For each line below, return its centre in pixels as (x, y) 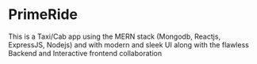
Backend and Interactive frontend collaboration (85, 53)
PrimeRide (43, 15)
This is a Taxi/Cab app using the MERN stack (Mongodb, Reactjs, (114, 36)
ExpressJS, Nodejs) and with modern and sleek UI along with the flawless (129, 44)
